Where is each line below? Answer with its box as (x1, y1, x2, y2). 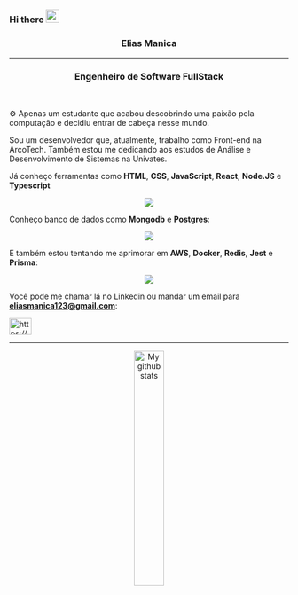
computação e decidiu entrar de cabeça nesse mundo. (9, 117, 210, 128)
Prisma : (9, 257, 38, 268)
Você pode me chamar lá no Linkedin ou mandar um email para (9, 291, 240, 301)
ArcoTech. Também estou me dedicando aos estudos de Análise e (9, 144, 251, 154)
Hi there (9, 13, 44, 26)
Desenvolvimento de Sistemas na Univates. (9, 153, 168, 164)
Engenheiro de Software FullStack (74, 71, 224, 83)
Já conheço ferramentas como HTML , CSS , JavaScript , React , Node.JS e (9, 170, 282, 181)
